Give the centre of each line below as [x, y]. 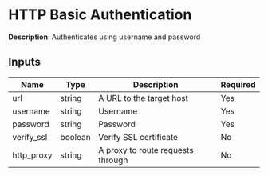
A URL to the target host [144, 98]
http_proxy [33, 155]
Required [238, 84]
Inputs [25, 62]
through [113, 160]
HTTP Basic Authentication [100, 15]
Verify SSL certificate [138, 137]
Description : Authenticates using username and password [104, 37]
